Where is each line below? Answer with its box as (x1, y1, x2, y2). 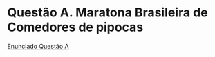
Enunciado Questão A (7, 42, 69, 50)
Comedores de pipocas (7, 19, 144, 35)
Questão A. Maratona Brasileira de (7, 5, 209, 21)
